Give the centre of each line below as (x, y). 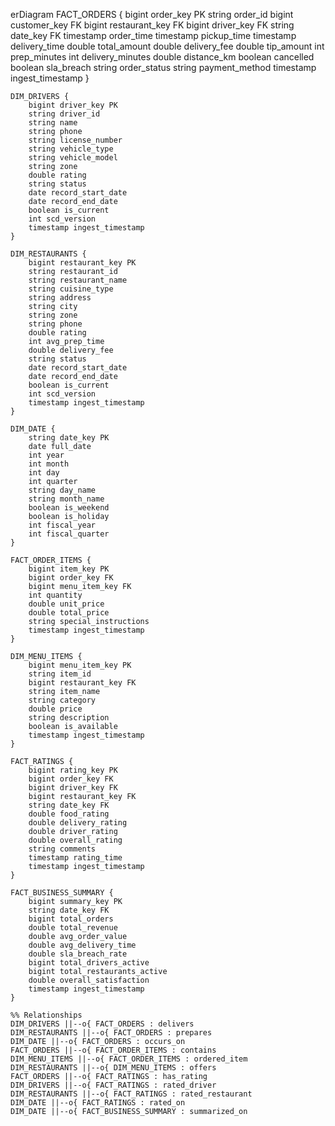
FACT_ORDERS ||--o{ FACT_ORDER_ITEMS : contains (113, 1050)
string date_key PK (69, 438)
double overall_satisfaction (89, 980)
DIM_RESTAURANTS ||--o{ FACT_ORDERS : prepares (111, 1033)
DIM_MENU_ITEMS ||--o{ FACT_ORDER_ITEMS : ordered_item (129, 1059)
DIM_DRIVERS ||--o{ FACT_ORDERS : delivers (102, 1024)
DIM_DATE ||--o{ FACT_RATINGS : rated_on (98, 1103)
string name (53, 123)
